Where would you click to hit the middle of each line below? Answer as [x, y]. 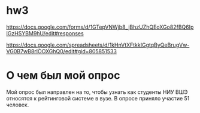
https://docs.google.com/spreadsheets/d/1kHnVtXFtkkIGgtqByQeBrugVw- [98, 45]
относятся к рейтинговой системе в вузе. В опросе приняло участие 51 [98, 98]
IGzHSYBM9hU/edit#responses [45, 33]
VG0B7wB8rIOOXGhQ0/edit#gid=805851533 [61, 51]
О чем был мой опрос [63, 76]
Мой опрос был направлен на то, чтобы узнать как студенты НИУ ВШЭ [97, 92]
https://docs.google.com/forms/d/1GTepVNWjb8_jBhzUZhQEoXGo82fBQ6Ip [100, 27]
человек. [18, 105]
